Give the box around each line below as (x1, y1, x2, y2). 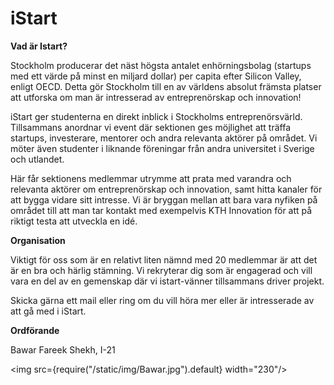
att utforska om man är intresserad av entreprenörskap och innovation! (10, 91, 302, 103)
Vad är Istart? (10, 40, 68, 52)
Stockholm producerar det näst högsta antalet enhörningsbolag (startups (10, 59, 312, 71)
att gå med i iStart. (10, 305, 87, 317)
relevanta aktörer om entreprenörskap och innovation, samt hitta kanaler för (10, 183, 323, 195)
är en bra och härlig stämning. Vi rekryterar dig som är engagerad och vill (10, 264, 313, 276)
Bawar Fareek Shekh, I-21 (10, 343, 116, 356)
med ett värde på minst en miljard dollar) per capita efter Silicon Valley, (10, 70, 302, 82)
